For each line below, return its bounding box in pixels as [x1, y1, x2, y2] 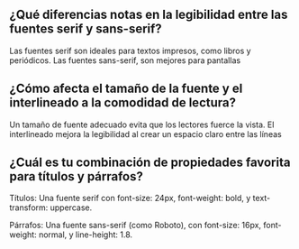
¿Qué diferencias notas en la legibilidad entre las [9, 7, 288, 23]
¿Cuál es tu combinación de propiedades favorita [9, 155, 291, 171]
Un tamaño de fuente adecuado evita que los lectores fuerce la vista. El [9, 119, 275, 130]
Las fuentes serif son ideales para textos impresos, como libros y [9, 45, 251, 56]
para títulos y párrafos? [9, 169, 144, 184]
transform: [9, 202, 49, 213]
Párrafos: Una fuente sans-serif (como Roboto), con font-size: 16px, [9, 220, 262, 231]
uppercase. [50, 202, 93, 213]
